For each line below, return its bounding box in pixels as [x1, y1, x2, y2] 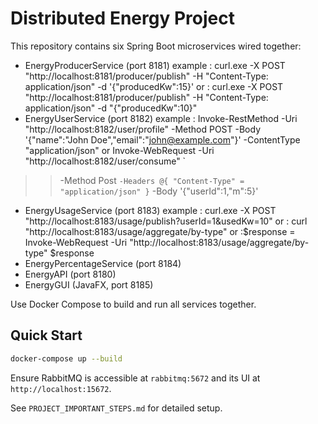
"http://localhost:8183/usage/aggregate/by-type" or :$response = [24, 225, 296, 237]
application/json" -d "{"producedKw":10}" [24, 102, 198, 114]
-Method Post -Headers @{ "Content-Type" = [59, 174, 245, 186]
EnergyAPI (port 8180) [24, 268, 117, 280]
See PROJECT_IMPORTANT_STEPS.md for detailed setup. [10, 402, 223, 414]
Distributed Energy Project [10, 7, 235, 30]
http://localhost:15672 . [10, 382, 112, 394]
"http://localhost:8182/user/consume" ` [24, 155, 187, 167]
